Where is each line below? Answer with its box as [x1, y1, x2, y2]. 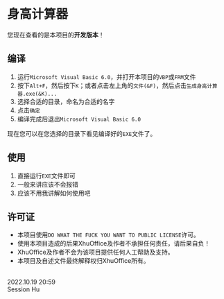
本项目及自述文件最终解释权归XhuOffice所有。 [17, 257, 150, 265]
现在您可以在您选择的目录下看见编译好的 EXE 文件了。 [7, 129, 157, 137]
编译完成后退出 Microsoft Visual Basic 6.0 [17, 114, 141, 123]
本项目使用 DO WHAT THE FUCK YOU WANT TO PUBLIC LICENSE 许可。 [17, 230, 200, 239]
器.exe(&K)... [17, 90, 58, 97]
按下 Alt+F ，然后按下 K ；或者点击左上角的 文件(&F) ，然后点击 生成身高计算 [17, 81, 218, 89]
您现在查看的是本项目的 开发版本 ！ [7, 31, 105, 39]
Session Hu [7, 285, 40, 293]
